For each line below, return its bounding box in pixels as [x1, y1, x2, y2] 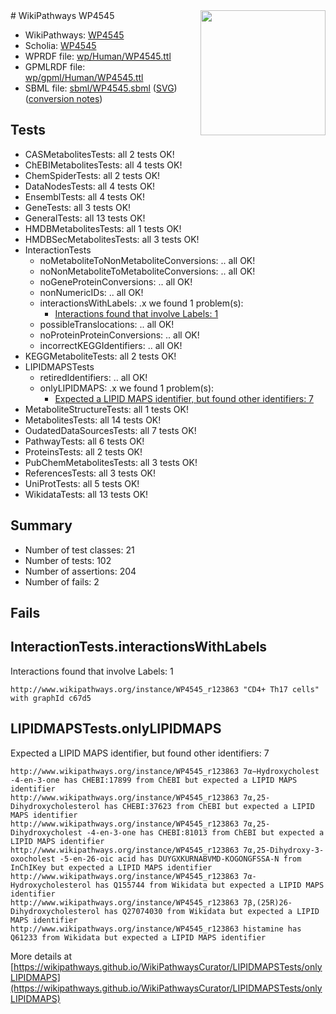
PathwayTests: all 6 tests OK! [24, 435, 145, 447]
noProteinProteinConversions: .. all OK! [39, 329, 200, 341]
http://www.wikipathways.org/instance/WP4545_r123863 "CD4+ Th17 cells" [10, 684, 320, 694]
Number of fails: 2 [24, 575, 100, 588]
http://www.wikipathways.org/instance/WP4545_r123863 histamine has [10, 924, 302, 934]
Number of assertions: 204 [24, 565, 137, 577]
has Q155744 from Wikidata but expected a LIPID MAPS [95, 880, 325, 890]
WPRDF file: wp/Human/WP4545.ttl [24, 50, 172, 62]
